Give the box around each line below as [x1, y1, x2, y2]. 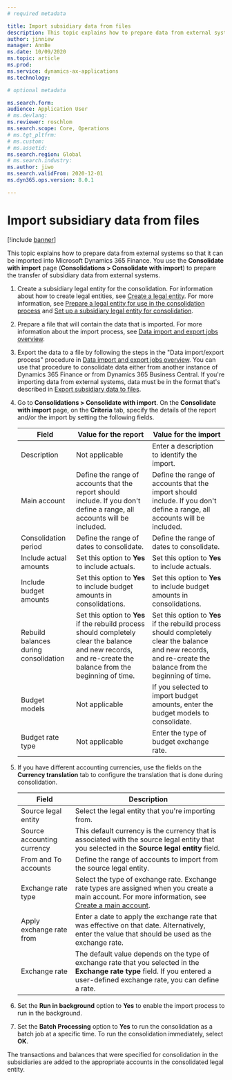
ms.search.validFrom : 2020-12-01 [7, 171, 104, 177]
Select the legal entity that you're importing [75, 805, 215, 815]
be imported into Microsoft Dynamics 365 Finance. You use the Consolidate [7, 256, 224, 264]
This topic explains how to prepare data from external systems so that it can [7, 249, 224, 257]
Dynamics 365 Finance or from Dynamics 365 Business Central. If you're [17, 370, 225, 378]
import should [151, 487, 197, 496]
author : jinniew [7, 35, 54, 42]
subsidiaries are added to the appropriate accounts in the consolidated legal [7, 1058, 224, 1066]
